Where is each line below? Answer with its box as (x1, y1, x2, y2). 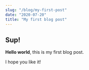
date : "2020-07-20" (5, 12, 47, 17)
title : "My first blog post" (5, 17, 67, 22)
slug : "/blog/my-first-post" (5, 7, 67, 13)
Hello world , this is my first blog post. (5, 49, 84, 55)
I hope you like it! (5, 59, 41, 65)
